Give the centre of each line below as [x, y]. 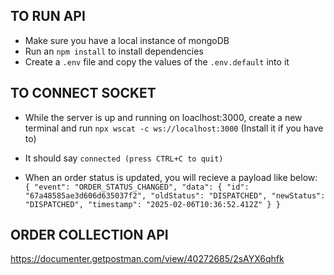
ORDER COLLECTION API [89, 235]
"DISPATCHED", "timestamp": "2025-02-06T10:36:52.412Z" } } [152, 204]
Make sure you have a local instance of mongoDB [127, 40]
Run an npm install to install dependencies [114, 51]
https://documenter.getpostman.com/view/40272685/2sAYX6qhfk [147, 259]
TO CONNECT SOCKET [83, 93]
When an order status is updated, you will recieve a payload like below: [171, 177]
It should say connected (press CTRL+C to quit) [124, 158]
